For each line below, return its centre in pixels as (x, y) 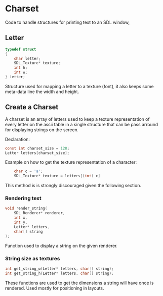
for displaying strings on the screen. (42, 130)
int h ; (21, 68)
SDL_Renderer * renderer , (40, 213)
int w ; (21, 72)
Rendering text (23, 198)
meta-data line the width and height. (42, 92)
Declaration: (18, 139)
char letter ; (27, 58)
